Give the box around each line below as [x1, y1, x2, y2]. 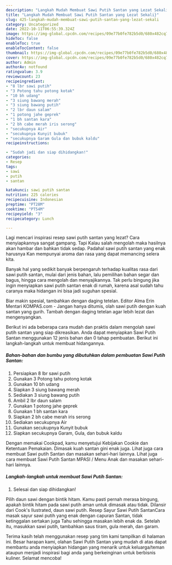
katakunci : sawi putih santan [6, 188, 70, 193]
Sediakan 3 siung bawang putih [13, 392, 80, 398]
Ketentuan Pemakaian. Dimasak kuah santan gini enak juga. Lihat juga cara [6, 445, 163, 451]
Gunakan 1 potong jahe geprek [13, 403, 78, 409]
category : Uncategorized [6, 21, 59, 27]
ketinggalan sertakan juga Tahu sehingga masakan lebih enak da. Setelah [6, 518, 160, 524]
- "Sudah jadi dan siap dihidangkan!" [6, 150, 88, 155]
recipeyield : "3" [6, 211, 43, 216]
